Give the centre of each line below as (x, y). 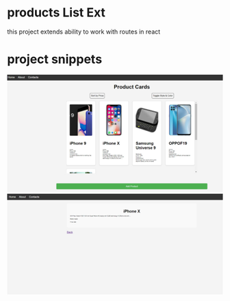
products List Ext (56, 13)
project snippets (55, 59)
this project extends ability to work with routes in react (84, 32)
